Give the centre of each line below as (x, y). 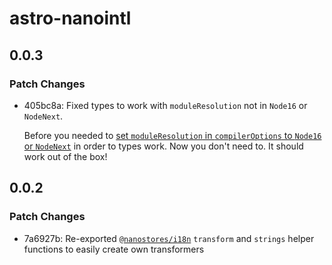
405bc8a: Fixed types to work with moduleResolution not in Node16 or (165, 105)
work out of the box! (65, 156)
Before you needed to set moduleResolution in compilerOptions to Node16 (172, 135)
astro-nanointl (70, 18)
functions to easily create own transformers (114, 249)
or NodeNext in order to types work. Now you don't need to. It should (163, 146)
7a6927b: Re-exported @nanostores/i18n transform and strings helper (169, 238)
